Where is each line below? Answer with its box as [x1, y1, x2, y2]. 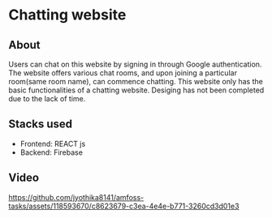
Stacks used [8, 118, 73, 131]
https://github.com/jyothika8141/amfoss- [8, 192, 145, 202]
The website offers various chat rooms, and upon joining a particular [8, 68, 238, 78]
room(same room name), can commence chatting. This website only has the [8, 77, 264, 86]
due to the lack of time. [8, 94, 86, 103]
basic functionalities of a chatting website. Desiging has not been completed [8, 85, 265, 95]
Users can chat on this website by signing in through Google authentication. [8, 59, 262, 69]
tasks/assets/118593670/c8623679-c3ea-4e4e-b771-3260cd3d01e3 [8, 201, 240, 211]
